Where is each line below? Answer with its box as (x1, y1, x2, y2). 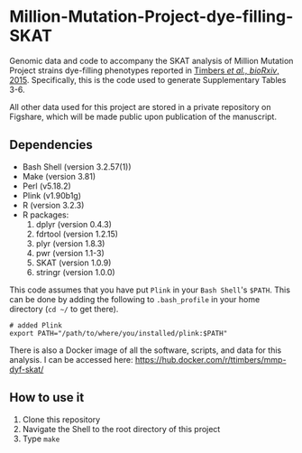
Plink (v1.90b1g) (22, 190, 82, 200)
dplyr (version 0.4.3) (35, 218, 113, 229)
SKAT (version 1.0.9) (35, 257, 112, 268)
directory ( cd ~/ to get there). (9, 303, 119, 314)
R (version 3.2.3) (22, 199, 85, 210)
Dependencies (9, 137, 93, 153)
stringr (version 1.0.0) (35, 266, 115, 277)
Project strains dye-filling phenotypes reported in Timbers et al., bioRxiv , (9, 65, 279, 76)
